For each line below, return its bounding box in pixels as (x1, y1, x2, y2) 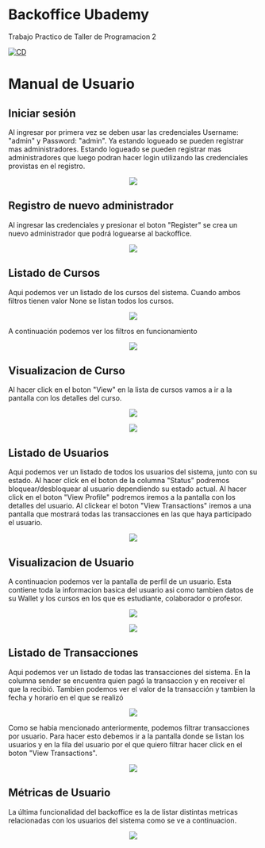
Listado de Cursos (8, 267, 101, 280)
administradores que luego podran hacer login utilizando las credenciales (8, 152, 248, 162)
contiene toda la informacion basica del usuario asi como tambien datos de (8, 585, 254, 594)
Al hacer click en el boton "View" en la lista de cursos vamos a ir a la (8, 385, 232, 394)
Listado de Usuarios (8, 446, 109, 459)
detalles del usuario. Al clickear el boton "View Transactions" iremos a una (8, 501, 252, 511)
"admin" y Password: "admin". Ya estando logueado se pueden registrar (8, 136, 244, 145)
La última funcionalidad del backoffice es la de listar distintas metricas (8, 807, 238, 816)
